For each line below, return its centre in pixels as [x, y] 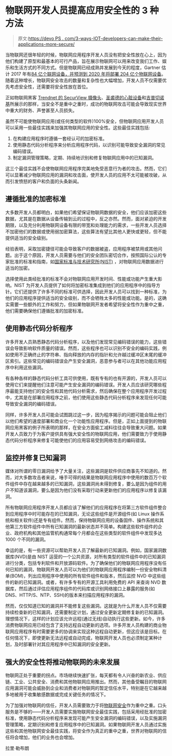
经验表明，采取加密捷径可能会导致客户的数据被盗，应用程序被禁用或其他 [81, 249]
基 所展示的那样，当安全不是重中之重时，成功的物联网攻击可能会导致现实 [81, 104]
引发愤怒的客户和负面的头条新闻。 [46, 181]
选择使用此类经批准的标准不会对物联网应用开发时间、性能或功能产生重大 [81, 279]
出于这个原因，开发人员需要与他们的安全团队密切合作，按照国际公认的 [88, 255]
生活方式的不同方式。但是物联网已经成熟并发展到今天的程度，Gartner [87, 68]
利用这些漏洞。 [30, 367]
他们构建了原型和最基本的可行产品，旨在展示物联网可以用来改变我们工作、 [84, 61]
